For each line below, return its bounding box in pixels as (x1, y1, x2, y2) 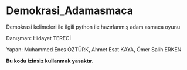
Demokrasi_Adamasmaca (6, 4, 134, 17)
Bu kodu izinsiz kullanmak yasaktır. (6, 57, 94, 64)
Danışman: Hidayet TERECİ (6, 34, 72, 41)
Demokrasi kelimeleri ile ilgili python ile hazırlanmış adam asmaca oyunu (6, 23, 181, 30)
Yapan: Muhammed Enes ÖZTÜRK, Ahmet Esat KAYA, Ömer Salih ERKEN (6, 45, 182, 53)
